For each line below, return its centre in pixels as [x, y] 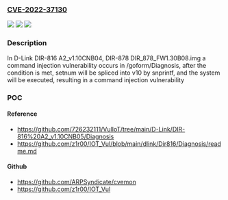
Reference [22, 114]
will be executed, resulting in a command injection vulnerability [96, 79]
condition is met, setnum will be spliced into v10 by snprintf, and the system [114, 73]
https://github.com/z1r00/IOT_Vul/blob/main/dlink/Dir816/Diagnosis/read [119, 143]
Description [27, 43]
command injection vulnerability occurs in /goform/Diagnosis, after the [107, 65]
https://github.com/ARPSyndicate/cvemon [77, 182]
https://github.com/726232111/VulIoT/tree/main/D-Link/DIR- [101, 129]
